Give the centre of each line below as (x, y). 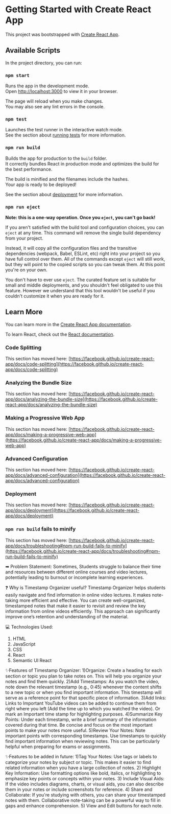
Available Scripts (33, 50)
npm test (16, 119)
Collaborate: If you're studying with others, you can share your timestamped (86, 795)
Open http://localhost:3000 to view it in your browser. (62, 91)
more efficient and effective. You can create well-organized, (83, 600)
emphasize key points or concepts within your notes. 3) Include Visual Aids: (85, 778)
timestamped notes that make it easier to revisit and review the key (76, 606)
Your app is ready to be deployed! (41, 184)
